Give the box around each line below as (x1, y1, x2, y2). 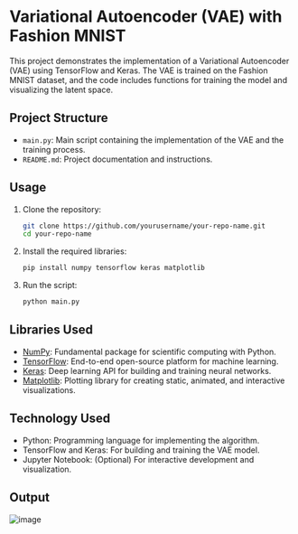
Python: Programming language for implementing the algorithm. (22, 435, 260, 445)
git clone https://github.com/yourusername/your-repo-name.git (22, 221, 266, 230)
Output (9, 490, 50, 505)
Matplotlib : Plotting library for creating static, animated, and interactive (22, 375, 285, 386)
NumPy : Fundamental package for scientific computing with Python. (22, 346, 277, 357)
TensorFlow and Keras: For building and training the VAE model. (22, 445, 260, 455)
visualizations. (22, 384, 77, 395)
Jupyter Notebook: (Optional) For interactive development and (22, 454, 255, 464)
